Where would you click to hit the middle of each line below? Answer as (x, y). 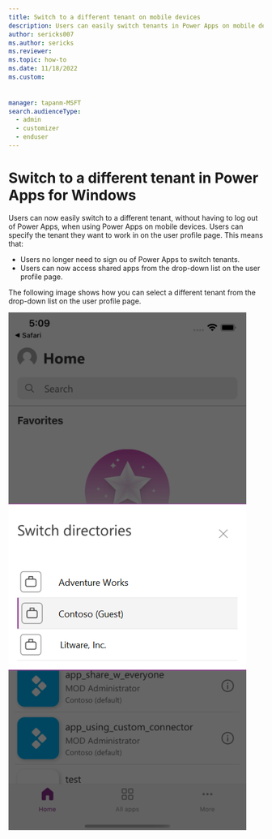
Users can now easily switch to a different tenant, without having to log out (133, 217)
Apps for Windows (72, 196)
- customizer (38, 129)
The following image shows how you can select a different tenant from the (132, 292)
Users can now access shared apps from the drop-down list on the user (140, 268)
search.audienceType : (45, 111)
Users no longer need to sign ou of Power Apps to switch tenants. (130, 259)
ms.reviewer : (30, 52)
